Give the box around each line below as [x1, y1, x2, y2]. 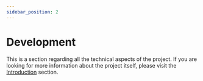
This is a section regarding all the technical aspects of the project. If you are [6, 55, 198, 63]
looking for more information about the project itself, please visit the [6, 62, 177, 69]
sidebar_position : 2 [6, 9, 59, 15]
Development [6, 35, 76, 49]
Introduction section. [6, 68, 59, 76]
